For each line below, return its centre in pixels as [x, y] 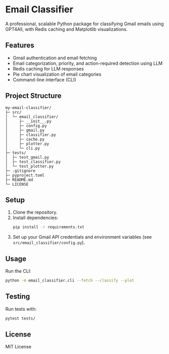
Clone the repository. [35, 213]
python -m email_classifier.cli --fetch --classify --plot [70, 281]
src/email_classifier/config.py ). [49, 242]
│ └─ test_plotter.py [30, 166]
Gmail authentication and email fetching [55, 58]
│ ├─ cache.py [25, 139]
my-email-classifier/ [29, 108]
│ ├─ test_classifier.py [33, 162]
